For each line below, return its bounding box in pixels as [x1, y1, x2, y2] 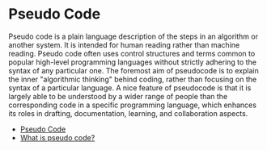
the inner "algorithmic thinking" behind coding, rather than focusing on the [8, 74, 257, 84]
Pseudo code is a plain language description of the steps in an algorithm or [8, 31, 259, 41]
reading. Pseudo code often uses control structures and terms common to [8, 48, 256, 58]
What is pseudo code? [19, 132, 95, 142]
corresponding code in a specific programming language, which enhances [8, 100, 257, 110]
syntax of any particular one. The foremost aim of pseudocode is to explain [8, 65, 259, 75]
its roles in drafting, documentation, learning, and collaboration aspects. [8, 108, 248, 118]
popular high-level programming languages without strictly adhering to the [8, 57, 257, 67]
